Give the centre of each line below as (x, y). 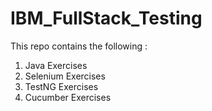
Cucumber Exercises (68, 97)
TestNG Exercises (61, 86)
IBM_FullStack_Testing (106, 18)
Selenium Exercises (65, 76)
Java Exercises (56, 65)
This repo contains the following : (79, 46)
